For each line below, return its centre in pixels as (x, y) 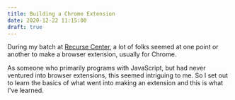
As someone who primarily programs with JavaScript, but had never (107, 68)
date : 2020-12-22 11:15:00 (47, 20)
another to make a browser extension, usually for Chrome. (92, 54)
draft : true (25, 27)
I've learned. (25, 90)
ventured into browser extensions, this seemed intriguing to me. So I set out (118, 75)
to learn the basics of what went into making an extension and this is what (115, 83)
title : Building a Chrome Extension (61, 14)
